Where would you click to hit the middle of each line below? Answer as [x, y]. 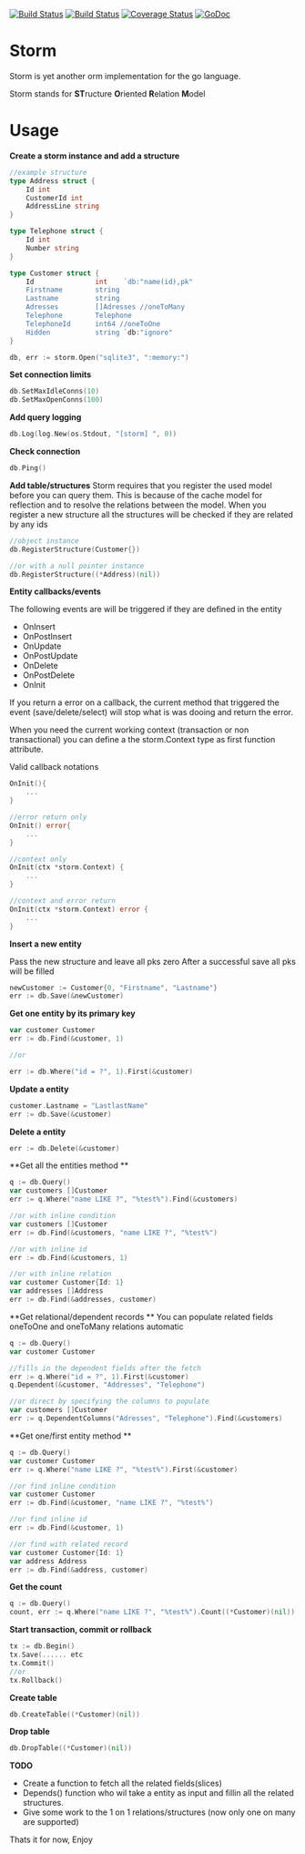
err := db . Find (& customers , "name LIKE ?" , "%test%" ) [114, 1233]
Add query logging [46, 417]
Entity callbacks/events [56, 591]
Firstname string [73, 290]
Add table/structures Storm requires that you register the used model [141, 485]
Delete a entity [38, 1132]
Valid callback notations [54, 767]
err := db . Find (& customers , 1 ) [69, 1257]
